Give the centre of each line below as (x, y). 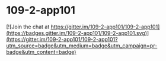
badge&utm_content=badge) (41, 52)
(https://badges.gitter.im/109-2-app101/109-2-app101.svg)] (78, 33)
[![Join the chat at (28, 27)
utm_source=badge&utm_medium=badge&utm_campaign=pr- (82, 46)
